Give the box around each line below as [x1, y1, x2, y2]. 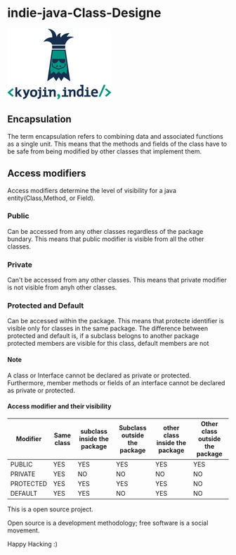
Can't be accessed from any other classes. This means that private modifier [7, 276, 227, 285]
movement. [7, 526, 40, 535]
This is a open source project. [7, 505, 93, 513]
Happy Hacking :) [7, 540, 58, 548]
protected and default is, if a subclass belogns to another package [7, 332, 199, 340]
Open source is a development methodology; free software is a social [7, 518, 209, 527]
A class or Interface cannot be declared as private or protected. [7, 371, 192, 380]
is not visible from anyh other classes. [7, 283, 117, 292]
